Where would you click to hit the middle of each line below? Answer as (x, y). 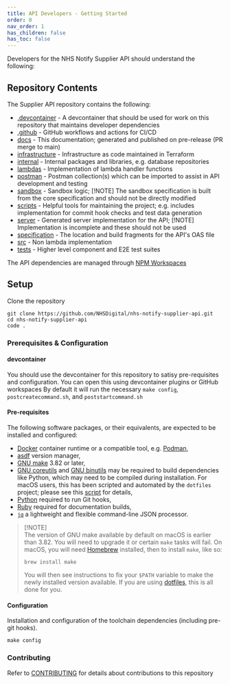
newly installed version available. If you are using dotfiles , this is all (118, 582)
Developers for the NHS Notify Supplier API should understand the (101, 59)
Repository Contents (53, 88)
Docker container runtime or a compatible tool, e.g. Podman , (103, 448)
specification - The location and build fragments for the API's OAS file (116, 234)
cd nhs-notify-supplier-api (47, 320)
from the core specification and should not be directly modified (106, 198)
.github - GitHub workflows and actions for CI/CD (87, 132)
